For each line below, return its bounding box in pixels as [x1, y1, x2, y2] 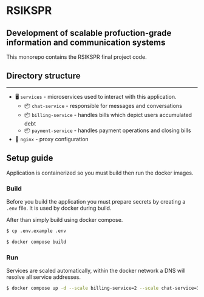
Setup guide [6, 153, 53, 164]
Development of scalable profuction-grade [6, 28, 172, 38]
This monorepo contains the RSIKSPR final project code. [6, 53, 147, 61]
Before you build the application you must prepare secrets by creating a [6, 198, 186, 205]
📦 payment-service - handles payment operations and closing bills [24, 127, 191, 134]
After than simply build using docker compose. [6, 216, 123, 223]
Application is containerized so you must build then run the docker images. [6, 169, 194, 176]
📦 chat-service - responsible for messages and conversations [24, 102, 182, 109]
